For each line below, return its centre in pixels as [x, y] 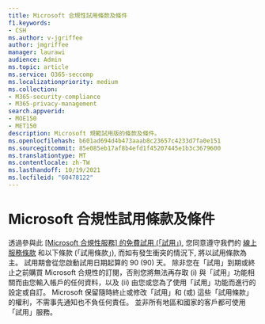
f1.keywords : [30, 23]
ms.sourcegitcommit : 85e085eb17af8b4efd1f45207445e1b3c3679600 [115, 148]
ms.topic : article [38, 67]
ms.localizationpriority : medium [63, 82]
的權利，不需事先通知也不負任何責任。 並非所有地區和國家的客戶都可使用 [127, 302]
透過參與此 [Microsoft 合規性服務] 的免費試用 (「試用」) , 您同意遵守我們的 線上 [132, 242]
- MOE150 [23, 119]
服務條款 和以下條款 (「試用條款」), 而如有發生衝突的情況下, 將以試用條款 [124, 252]
